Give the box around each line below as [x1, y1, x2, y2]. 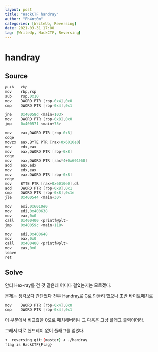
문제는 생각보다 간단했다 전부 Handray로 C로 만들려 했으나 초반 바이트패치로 [5, 293, 153, 299]
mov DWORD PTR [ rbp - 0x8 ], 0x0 [5, 117, 72, 122]
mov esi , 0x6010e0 [5, 204, 48, 209]
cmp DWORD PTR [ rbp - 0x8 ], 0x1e [5, 190, 75, 195]
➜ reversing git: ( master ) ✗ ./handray [5, 338, 88, 343]
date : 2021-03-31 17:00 [5, 26, 55, 31]
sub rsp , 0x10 [5, 94, 39, 99]
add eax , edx [5, 163, 37, 168]
